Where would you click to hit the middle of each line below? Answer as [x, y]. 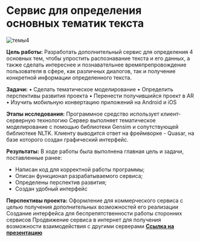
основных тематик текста [75, 23]
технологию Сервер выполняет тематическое [96, 120]
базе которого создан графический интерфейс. [67, 139]
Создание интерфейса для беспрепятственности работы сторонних [94, 213]
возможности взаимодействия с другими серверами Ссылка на [90, 226]
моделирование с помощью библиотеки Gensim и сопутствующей [92, 126]
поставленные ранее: [34, 157]
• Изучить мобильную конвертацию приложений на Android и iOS [92, 102]
